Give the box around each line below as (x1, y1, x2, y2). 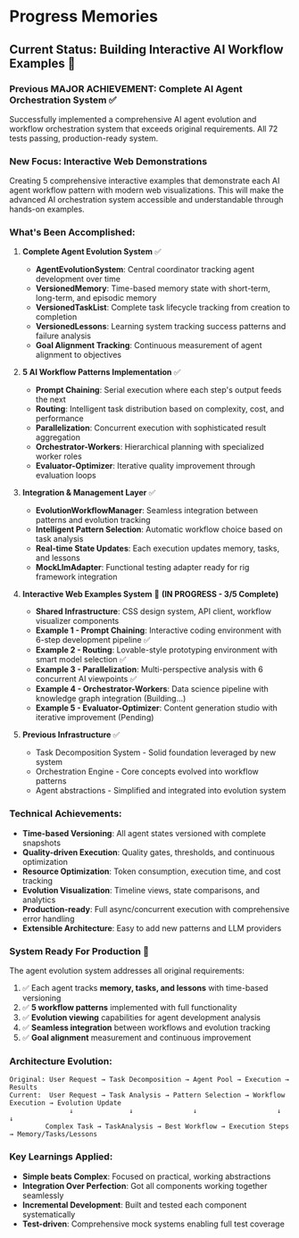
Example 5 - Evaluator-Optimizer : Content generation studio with (35, 702, 278, 713)
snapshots (21, 837, 61, 848)
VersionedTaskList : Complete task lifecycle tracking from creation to (35, 302, 290, 313)
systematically (21, 1209, 76, 1219)
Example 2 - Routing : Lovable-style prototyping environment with (35, 644, 278, 655)
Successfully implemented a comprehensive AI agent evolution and (9, 113, 257, 124)
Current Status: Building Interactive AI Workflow (9, 42, 284, 57)
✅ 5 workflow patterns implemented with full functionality (21, 1002, 237, 1013)
